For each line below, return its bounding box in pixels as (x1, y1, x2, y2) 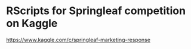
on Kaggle (6, 17, 58, 30)
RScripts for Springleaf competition (6, 4, 186, 18)
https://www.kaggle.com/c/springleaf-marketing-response (6, 36, 151, 43)
